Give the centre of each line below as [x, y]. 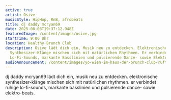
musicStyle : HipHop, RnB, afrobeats [44, 19]
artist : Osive [20, 15]
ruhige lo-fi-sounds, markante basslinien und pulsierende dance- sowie [80, 88]
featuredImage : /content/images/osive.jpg [51, 34]
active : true [19, 10]
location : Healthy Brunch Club [38, 43]
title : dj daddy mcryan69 [33, 24]
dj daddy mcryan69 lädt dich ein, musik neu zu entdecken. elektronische [81, 77]
